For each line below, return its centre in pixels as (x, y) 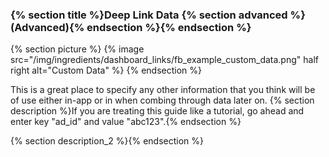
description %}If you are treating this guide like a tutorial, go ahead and (157, 111)
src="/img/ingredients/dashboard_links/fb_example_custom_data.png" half (164, 60)
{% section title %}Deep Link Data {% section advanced (149, 15)
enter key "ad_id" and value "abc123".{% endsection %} (126, 122)
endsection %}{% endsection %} (169, 27)
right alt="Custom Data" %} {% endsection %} (106, 70)
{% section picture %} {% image (77, 49)
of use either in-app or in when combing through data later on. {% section (162, 100)
